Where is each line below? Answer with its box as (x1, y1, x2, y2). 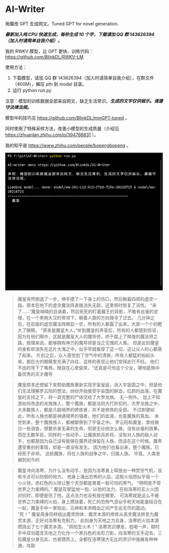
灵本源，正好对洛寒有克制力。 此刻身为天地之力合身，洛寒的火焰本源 (17, 517, 159, 523)
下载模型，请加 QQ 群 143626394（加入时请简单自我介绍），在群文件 (12, 75, 154, 81)
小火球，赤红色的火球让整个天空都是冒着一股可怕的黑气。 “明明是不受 (17, 480, 161, 486)
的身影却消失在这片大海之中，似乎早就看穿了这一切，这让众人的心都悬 (17, 346, 162, 352)
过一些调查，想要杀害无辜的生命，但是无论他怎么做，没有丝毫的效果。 (17, 425, 162, 431)
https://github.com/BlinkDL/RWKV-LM (5, 54, 84, 60)
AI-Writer (5, 4, 45, 15)
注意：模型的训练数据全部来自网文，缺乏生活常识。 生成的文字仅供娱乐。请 (5, 98, 158, 104)
